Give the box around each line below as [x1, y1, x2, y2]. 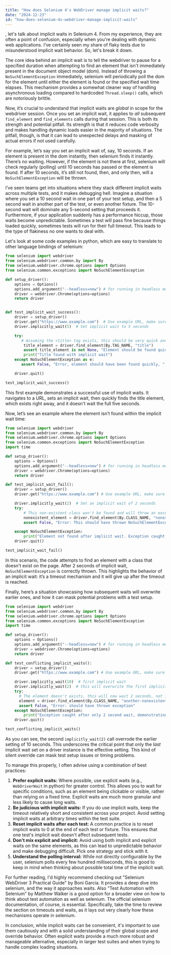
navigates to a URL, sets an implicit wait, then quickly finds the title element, [5, 395, 165, 401]
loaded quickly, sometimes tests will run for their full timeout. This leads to [5, 223, 161, 229]
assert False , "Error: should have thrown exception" [18, 703, 136, 708]
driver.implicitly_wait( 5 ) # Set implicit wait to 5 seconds [14, 324, 149, 329]
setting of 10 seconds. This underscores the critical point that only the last [5, 741, 161, 747]
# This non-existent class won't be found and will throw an [23, 510, 156, 516]
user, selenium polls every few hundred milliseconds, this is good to [12, 859, 155, 865]
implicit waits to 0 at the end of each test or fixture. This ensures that [12, 827, 158, 832]
